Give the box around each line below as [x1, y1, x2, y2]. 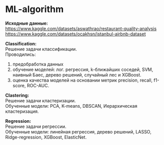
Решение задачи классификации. [5, 46, 77, 52]
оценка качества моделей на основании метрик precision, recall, [12, 77, 153, 83]
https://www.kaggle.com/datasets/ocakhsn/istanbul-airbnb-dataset [5, 31, 146, 37]
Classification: [5, 40, 37, 46]
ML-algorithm [5, 4, 64, 15]
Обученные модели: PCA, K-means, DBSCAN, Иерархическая [5, 103, 138, 109]
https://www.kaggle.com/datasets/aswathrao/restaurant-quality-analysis [5, 25, 157, 31]
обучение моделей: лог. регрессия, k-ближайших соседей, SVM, [12, 66, 153, 72]
